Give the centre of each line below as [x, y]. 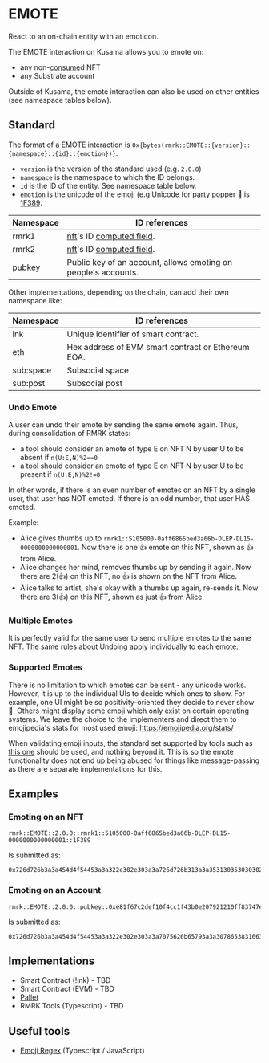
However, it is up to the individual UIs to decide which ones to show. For [127, 693]
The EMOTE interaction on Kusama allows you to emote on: [106, 51]
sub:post [29, 383]
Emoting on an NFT [46, 817]
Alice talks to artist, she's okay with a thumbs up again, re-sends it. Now [139, 588]
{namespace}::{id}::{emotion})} [62, 153]
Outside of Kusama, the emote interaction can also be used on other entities [134, 91]
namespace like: [35, 300]
